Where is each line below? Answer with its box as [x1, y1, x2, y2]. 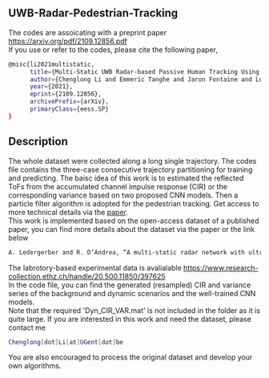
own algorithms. [8, 361, 62, 371]
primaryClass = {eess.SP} [29, 105, 110, 113]
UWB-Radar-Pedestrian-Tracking [8, 6, 179, 20]
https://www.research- [183, 262, 259, 272]
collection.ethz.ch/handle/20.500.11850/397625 [8, 271, 166, 281]
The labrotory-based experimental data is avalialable [8, 262, 182, 272]
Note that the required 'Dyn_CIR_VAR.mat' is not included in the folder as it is [8, 305, 261, 315]
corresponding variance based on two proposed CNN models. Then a [8, 190, 239, 200]
